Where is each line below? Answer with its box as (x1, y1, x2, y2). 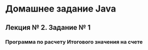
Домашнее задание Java (5, 3, 116, 15)
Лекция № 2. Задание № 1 (5, 23, 91, 32)
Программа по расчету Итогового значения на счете (5, 38, 143, 45)
